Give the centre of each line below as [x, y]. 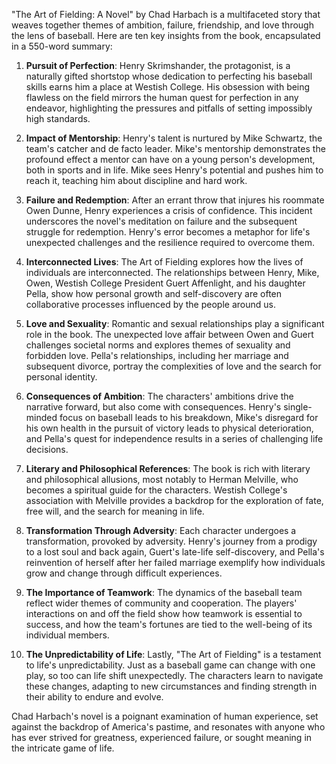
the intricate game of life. [63, 748]
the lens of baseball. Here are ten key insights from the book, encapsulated [166, 35]
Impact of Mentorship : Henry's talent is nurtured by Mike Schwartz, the [174, 138]
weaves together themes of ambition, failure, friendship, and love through [162, 25]
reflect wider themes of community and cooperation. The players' [161, 603]
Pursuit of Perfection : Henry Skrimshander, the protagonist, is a [158, 65]
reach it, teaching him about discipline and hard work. [136, 180]
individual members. [67, 635]
